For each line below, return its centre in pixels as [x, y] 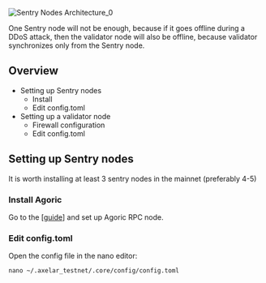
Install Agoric [35, 199]
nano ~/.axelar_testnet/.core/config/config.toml [94, 271]
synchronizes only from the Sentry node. [77, 45]
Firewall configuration [69, 125]
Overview [34, 71]
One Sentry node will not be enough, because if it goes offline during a [127, 28]
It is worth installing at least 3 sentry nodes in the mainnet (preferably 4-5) [133, 178]
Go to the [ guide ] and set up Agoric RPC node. [86, 217]
